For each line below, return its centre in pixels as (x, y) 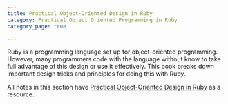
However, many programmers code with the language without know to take (114, 59)
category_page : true (37, 26)
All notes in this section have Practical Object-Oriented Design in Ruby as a (114, 87)
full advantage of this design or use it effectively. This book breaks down (111, 67)
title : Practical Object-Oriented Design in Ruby (80, 13)
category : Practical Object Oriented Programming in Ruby (92, 20)
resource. (21, 94)
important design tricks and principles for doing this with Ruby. (96, 74)
